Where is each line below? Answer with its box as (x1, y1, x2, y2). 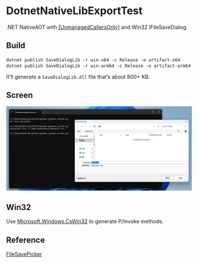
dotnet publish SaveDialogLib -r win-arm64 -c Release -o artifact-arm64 (6, 63, 192, 69)
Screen (6, 90, 34, 101)
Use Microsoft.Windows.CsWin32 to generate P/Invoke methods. (6, 218, 164, 225)
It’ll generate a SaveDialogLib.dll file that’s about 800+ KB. (6, 73, 150, 80)
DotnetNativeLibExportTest (6, 4, 143, 18)
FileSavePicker (6, 251, 42, 258)
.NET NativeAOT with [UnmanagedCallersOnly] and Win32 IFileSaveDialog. (6, 24, 188, 31)
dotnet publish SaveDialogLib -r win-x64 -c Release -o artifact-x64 (6, 57, 181, 63)
